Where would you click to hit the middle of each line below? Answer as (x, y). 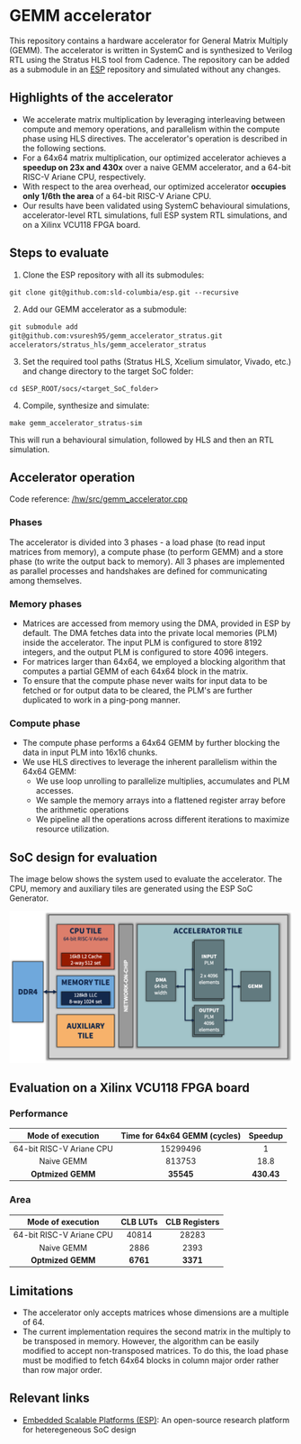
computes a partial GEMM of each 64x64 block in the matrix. (135, 671)
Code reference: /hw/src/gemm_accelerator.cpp (99, 499)
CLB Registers (193, 1222)
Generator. (29, 898)
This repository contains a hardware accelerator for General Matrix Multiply (149, 41)
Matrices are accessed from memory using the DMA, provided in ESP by (156, 623)
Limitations (41, 1290)
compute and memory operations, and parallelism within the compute (151, 129)
